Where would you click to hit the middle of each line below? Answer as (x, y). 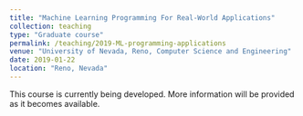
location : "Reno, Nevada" (58, 69)
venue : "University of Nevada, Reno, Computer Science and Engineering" (151, 52)
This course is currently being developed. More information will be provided (152, 94)
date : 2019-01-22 (42, 60)
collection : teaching (51, 26)
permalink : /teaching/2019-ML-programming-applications (118, 43)
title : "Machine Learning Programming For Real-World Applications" (142, 18)
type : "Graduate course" (57, 34)
